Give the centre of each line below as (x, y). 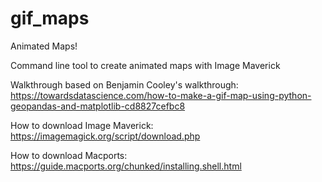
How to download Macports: (69, 155)
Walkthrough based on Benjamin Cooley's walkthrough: (124, 84)
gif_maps (50, 18)
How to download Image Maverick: (82, 125)
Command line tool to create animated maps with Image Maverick (145, 65)
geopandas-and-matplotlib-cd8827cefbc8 (98, 106)
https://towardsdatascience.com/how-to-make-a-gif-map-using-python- (161, 95)
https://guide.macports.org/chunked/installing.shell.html (126, 166)
